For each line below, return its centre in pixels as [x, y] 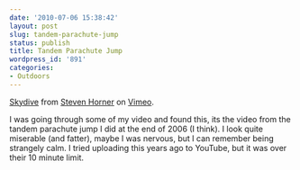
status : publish [40, 43]
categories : [32, 68]
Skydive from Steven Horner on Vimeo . [82, 102]
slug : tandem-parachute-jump [64, 34]
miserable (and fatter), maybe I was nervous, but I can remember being [142, 138]
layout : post [34, 26]
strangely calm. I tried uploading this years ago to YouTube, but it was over [148, 148]
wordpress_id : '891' [48, 59]
